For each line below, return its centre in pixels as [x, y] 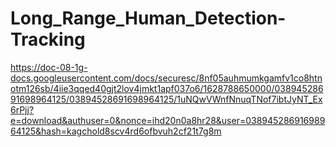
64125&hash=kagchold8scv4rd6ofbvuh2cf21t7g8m [116, 131]
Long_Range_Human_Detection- [148, 18]
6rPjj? [22, 109]
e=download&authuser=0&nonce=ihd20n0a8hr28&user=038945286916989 [168, 120]
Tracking [48, 39]
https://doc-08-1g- [49, 67]
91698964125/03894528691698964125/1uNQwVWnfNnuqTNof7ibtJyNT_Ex [166, 99]
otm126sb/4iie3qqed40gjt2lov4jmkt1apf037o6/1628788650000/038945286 [167, 88]
